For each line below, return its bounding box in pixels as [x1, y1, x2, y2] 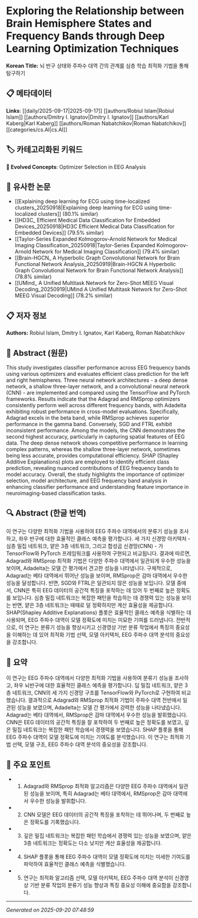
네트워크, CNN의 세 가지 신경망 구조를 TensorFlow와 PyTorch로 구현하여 [12, 689, 181, 696]
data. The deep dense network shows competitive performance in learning [6, 439, 188, 446]
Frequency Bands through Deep [6, 30, 165, 43]
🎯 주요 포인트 [6, 760, 51, 770]
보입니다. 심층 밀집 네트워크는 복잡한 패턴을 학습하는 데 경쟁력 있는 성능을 [12, 594, 181, 601]
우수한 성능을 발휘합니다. [29, 797, 87, 805]
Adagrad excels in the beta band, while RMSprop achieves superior [6, 414, 170, 421]
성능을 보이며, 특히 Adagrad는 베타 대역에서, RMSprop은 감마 [29, 790, 172, 797]
